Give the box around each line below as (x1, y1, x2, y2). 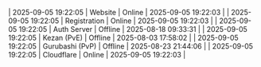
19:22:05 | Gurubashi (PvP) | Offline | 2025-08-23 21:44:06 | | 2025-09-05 (8, 41, 253, 51)
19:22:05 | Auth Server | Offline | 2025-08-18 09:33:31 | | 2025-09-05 (18, 25, 248, 33)
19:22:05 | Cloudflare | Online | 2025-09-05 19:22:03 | (8, 50, 186, 59)
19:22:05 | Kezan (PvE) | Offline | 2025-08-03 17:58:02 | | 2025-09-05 (8, 33, 239, 42)
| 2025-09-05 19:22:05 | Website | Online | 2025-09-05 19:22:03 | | (8, 8, 229, 17)
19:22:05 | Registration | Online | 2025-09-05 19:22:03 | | (30, 16, 218, 26)
